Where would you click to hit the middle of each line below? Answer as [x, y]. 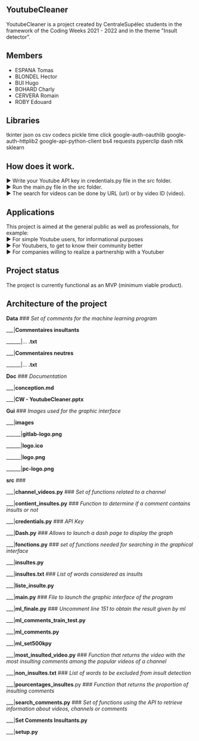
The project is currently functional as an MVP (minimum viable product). [95, 285]
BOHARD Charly [35, 89]
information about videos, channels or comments [67, 708]
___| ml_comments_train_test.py [46, 620]
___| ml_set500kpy [29, 643]
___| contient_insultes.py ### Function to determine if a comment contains [98, 503]
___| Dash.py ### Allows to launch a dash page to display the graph [90, 533]
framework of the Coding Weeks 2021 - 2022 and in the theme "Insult [92, 30]
